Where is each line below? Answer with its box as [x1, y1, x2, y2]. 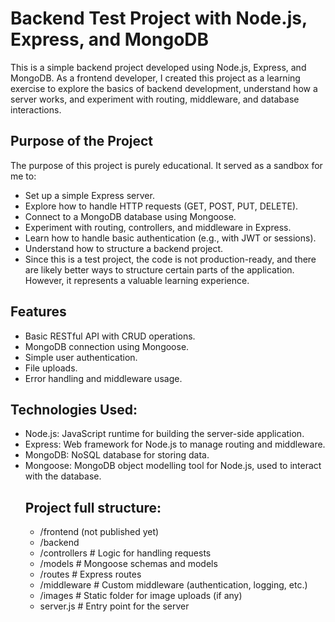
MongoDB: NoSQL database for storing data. [24, 449, 210, 461]
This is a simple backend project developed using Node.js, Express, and [10, 61, 307, 73]
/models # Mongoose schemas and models [39, 558, 218, 570]
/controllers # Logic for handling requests [39, 547, 212, 559]
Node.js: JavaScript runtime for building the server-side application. [24, 428, 305, 440]
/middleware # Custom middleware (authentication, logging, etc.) [39, 579, 308, 591]
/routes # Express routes [39, 568, 142, 581]
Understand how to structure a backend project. [24, 242, 224, 254]
